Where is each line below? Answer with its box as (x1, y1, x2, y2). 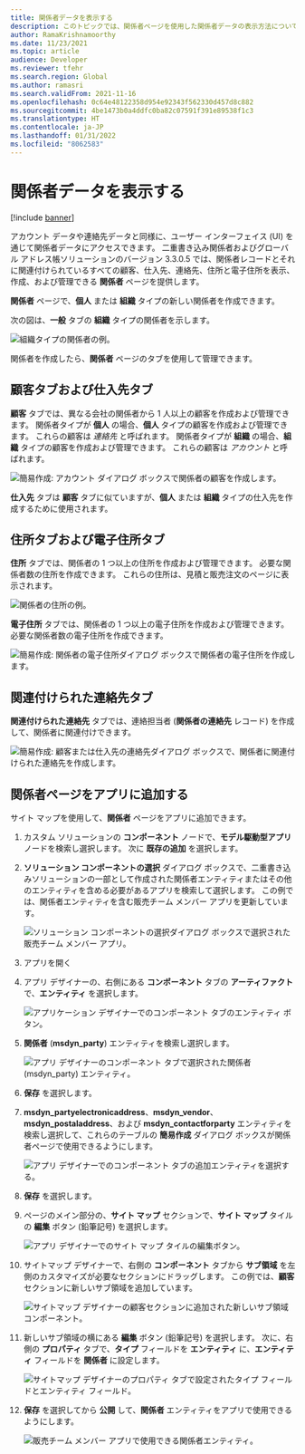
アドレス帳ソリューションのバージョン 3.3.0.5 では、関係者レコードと (20, 253, 280, 264)
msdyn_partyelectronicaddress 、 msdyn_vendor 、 (23, 1106, 218, 1117)
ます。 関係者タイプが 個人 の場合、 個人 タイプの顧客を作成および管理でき (10, 419, 289, 430)
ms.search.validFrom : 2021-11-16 (10, 89, 137, 98)
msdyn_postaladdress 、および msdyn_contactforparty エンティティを (23, 1118, 292, 1129)
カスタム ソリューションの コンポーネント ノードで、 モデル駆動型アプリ (23, 831, 292, 843)
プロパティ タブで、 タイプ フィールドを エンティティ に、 (41, 1343, 255, 1354)
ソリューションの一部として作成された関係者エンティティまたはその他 (31, 873, 292, 884)
